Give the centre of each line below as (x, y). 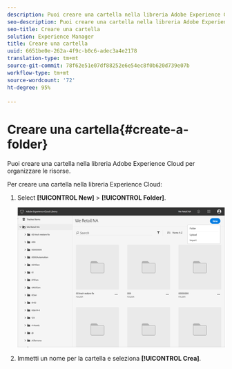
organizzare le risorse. (39, 171)
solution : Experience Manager (51, 37)
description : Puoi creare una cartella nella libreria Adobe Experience (114, 15)
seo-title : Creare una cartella (54, 29)
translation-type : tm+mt (43, 59)
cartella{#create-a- (132, 130)
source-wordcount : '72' (41, 80)
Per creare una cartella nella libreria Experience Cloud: (85, 184)
